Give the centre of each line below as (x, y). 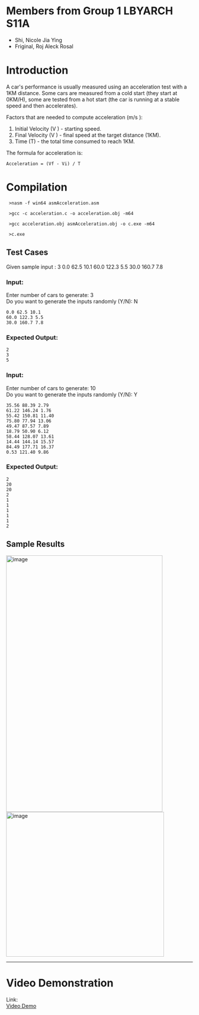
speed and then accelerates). (42, 106)
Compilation (37, 187)
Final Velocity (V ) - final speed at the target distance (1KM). (88, 135)
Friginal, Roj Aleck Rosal (44, 46)
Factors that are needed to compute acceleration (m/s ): (75, 117)
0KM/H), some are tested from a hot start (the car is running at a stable (93, 99)
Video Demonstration (60, 983)
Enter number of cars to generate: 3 (50, 295)
